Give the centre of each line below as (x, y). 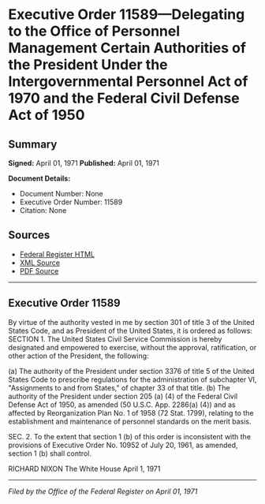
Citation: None (43, 210)
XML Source (40, 263)
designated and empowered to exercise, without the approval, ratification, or (132, 347)
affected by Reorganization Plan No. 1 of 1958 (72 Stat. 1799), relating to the (131, 413)
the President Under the (88, 65)
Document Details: (39, 178)
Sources (29, 235)
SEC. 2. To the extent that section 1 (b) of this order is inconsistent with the (129, 436)
